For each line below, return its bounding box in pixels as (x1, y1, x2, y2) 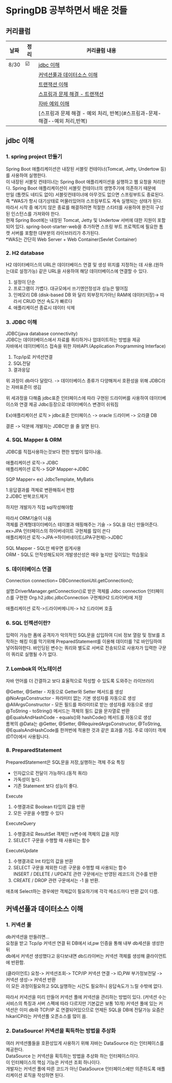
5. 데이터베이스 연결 (6, 565, 52, 573)
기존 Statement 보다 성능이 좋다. (13, 783, 79, 789)
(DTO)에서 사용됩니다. (6, 733, 50, 740)
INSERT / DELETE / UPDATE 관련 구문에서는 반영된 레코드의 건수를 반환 (13, 871, 158, 877)
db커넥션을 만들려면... (6, 934, 50, 940)
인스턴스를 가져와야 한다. (11, 211, 61, 217)
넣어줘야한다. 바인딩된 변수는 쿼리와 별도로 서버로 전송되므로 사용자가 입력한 (6, 645, 157, 651)
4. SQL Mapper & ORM (6, 436, 62, 443)
